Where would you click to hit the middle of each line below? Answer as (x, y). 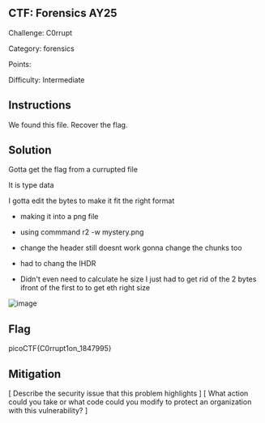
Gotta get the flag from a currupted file (73, 170)
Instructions (40, 106)
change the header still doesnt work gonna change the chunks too (131, 248)
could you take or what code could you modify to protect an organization (130, 402)
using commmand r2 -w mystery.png (82, 232)
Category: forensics (41, 49)
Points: (20, 64)
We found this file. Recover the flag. (68, 125)
